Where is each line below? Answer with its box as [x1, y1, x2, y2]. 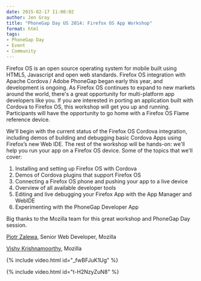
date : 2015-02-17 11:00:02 [6, 8, 74, 15]
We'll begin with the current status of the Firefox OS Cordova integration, [6, 127, 188, 134]
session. [6, 221, 27, 229]
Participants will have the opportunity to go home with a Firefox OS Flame [6, 109, 190, 116]
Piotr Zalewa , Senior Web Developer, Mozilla [6, 233, 116, 240]
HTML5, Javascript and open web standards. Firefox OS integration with [6, 71, 186, 78]
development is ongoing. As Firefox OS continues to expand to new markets [6, 84, 195, 91]
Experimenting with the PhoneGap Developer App [14, 203, 139, 210]
